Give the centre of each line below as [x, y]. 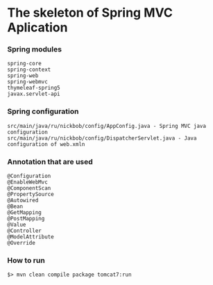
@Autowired [23, 201]
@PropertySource [31, 195]
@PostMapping [26, 219]
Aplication [37, 27]
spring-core [24, 64]
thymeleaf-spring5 [34, 88]
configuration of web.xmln [46, 144]
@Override [22, 243]
